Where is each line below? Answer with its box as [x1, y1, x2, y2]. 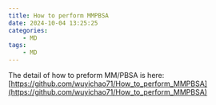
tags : [8, 41, 26, 49]
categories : [8, 26, 48, 34]
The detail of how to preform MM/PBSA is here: [8, 71, 165, 80]
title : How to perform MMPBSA [8, 11, 110, 20]
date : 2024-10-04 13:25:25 [8, 19, 98, 27]
